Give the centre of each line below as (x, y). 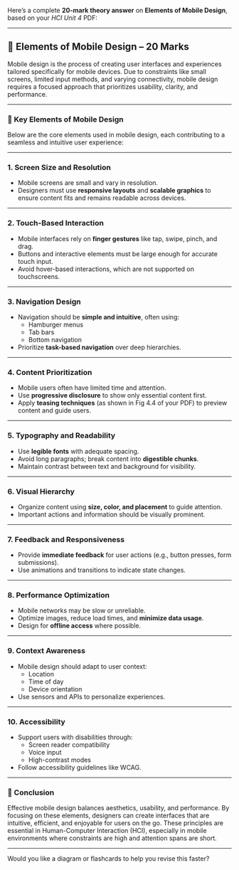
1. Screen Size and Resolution (59, 168)
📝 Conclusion (31, 792)
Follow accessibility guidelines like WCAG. (80, 768)
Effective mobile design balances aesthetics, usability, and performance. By (118, 808)
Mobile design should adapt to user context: (82, 666)
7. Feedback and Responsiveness (66, 539)
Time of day (46, 681)
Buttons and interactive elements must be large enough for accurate (118, 254)
